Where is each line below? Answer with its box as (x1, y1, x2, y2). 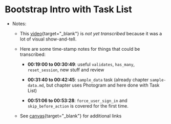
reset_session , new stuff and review (27, 67, 104, 73)
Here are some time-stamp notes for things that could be (19, 46, 140, 52)
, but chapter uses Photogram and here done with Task (44, 82, 160, 88)
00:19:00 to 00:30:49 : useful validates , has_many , (27, 61, 135, 67)
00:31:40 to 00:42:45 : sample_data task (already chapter (27, 76, 149, 82)
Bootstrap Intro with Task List (5, 4, 133, 15)
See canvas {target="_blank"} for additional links (19, 113, 122, 119)
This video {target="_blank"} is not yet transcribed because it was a (19, 30, 162, 36)
